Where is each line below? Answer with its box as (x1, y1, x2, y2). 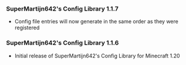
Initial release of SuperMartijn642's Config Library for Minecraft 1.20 (14, 52, 180, 59)
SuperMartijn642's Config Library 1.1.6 (6, 39, 119, 47)
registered (14, 24, 40, 31)
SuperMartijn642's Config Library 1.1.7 (6, 5, 119, 13)
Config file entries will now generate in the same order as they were (14, 18, 179, 25)
